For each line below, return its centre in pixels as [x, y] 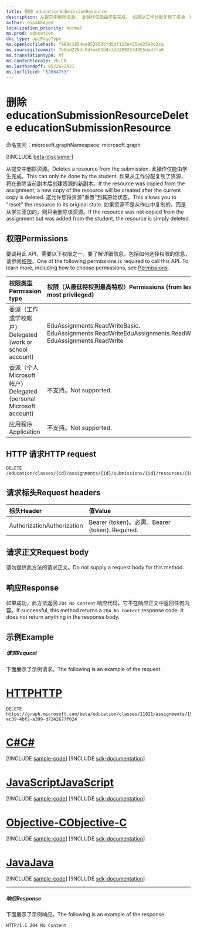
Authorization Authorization [46, 525]
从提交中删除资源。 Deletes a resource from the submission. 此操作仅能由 [94, 169]
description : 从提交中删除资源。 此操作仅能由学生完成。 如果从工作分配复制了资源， [98, 17]
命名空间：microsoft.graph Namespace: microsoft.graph [73, 145]
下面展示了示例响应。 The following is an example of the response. [86, 915]
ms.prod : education [30, 34]
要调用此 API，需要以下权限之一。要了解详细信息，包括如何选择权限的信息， [98, 254]
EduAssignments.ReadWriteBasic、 [96, 326]
